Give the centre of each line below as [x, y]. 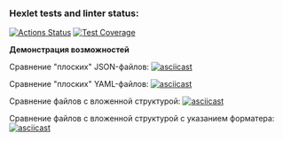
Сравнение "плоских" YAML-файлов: [79, 84]
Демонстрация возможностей [70, 50]
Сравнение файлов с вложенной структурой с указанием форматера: [142, 119]
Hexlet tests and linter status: [74, 13]
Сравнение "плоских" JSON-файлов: [79, 67]
